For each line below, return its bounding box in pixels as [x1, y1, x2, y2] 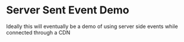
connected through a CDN [6, 29, 71, 36]
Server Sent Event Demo [6, 3, 129, 17]
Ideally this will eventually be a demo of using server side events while [6, 23, 178, 30]
